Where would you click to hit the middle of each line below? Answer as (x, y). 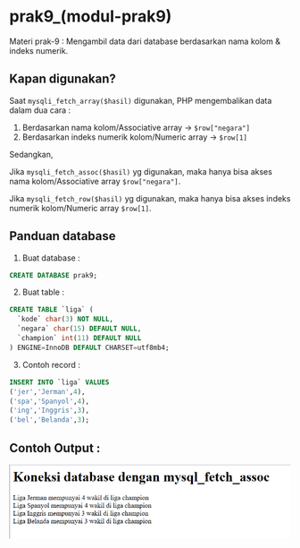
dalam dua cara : (40, 110)
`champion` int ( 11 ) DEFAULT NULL (79, 338)
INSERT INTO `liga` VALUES (59, 382)
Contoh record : (51, 364)
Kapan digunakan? (62, 79)
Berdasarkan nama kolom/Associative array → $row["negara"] (136, 127)
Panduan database (62, 236)
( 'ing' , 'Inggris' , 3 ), (50, 411)
